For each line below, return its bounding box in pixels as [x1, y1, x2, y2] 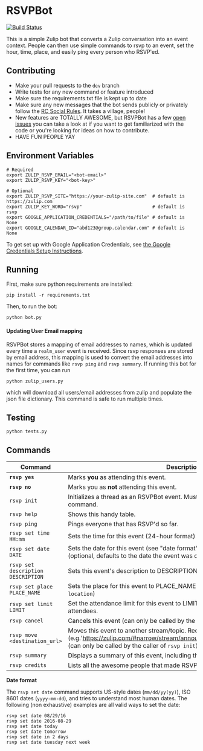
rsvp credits [9, 662, 47, 669]
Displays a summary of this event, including [68, 651, 192, 660]
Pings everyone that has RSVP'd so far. [68, 520, 179, 529]
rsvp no [9, 484, 31, 491]
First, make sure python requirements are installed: [6, 280, 133, 288]
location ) [68, 590, 95, 598]
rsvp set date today [6, 723, 59, 730]
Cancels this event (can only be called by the [68, 617, 195, 625]
